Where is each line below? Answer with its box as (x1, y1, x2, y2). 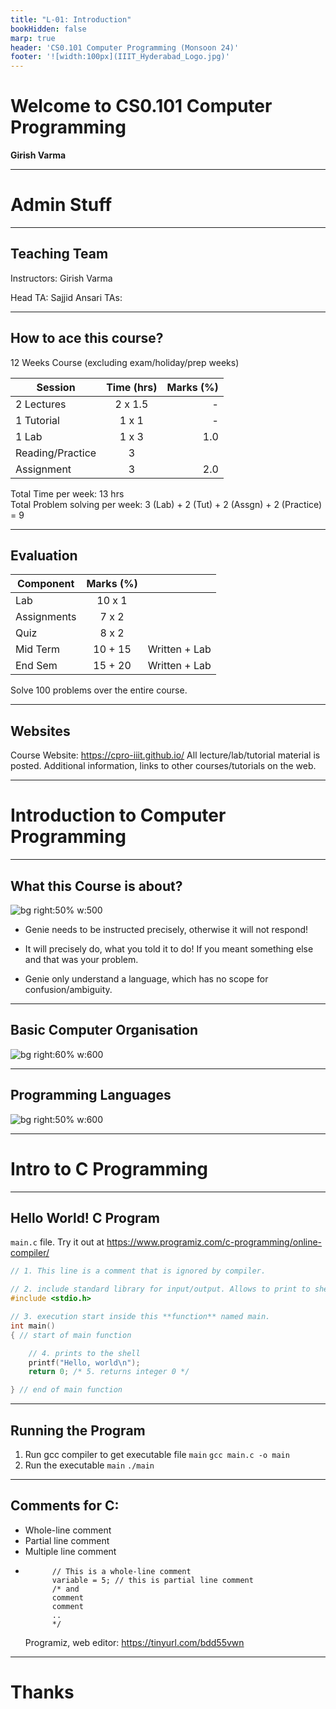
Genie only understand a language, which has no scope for (24, 973, 269, 985)
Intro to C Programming (10, 1157, 209, 1180)
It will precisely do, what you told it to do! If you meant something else (24, 943, 314, 955)
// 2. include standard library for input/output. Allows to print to (10, 1284, 311, 1295)
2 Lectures (15, 397, 67, 411)
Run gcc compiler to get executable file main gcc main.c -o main (24, 1448, 290, 1460)
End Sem (15, 659, 58, 673)
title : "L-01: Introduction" (10, 14, 132, 25)
